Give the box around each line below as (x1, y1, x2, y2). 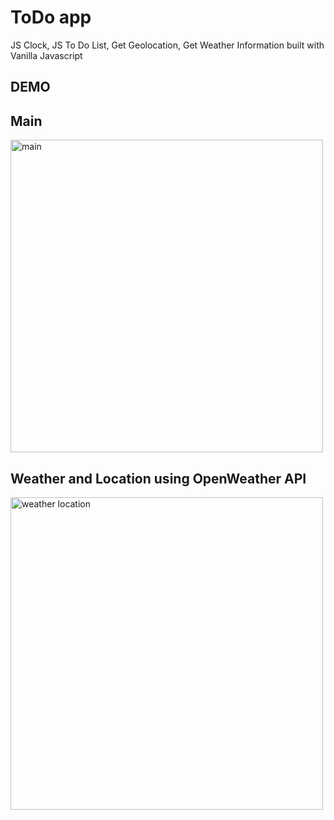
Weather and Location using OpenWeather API (10, 470, 307, 487)
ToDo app (10, 6, 92, 29)
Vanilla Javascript (10, 49, 83, 61)
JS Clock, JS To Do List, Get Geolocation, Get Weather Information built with (10, 39, 325, 51)
